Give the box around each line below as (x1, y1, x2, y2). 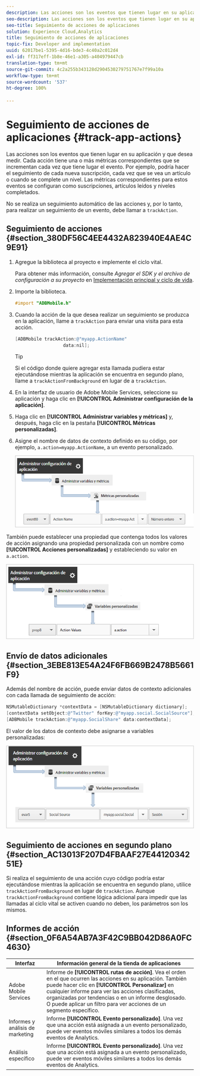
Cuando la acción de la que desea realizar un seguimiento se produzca (14, 311, 189, 318)
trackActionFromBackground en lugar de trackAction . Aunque (6, 887, 155, 894)
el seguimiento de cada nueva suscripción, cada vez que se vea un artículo (6, 169, 191, 176)
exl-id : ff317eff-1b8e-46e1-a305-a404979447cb (6, 54, 124, 60)
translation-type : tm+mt (6, 60, 68, 66)
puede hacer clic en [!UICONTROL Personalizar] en (46, 981, 174, 988)
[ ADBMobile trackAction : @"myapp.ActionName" (14, 336, 127, 342)
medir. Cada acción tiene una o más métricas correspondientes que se (6, 157, 180, 164)
